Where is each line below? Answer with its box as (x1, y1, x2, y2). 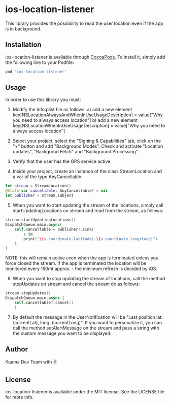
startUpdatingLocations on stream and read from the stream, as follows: (12, 208, 163, 214)
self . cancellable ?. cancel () (14, 300, 74, 305)
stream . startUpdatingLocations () (5, 217, 76, 223)
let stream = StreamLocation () (5, 184, 72, 189)
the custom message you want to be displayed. (12, 330, 112, 336)
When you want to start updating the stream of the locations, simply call (12, 202, 163, 209)
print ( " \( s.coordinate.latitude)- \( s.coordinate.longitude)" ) (23, 236, 158, 242)
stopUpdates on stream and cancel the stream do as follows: (12, 281, 140, 287)
